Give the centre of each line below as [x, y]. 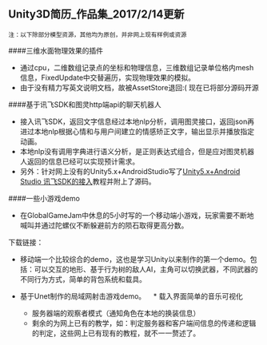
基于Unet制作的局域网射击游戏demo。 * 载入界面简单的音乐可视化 [132, 296]
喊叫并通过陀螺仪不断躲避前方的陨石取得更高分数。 [104, 225]
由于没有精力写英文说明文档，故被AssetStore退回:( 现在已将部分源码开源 [139, 87]
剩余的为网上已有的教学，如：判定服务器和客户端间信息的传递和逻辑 [144, 323]
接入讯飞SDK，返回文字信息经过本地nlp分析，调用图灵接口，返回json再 [137, 121]
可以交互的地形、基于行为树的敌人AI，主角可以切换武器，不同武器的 [146, 269]
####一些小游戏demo [44, 198]
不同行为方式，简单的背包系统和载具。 [83, 279]
